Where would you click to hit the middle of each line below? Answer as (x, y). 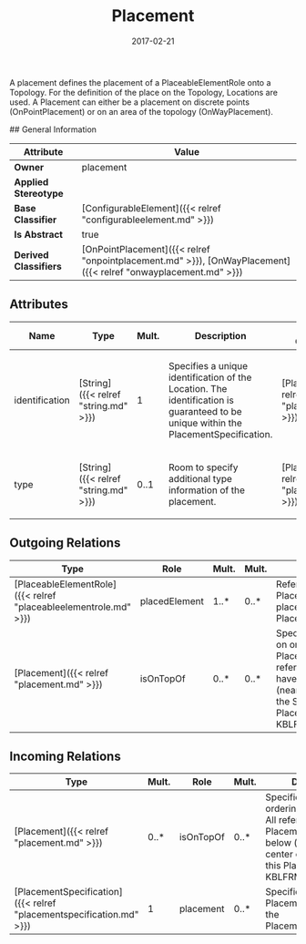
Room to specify (203, 467)
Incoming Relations (65, 756)
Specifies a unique (208, 365)
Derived (31, 254)
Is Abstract (39, 234)
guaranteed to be (205, 411)
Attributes (39, 305)
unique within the (205, 423)
